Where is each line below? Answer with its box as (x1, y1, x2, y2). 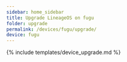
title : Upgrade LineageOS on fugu (6, 15, 95, 21)
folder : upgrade (6, 20, 48, 26)
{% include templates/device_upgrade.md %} (6, 48, 121, 56)
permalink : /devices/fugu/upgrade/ (6, 26, 97, 33)
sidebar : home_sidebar (6, 9, 64, 15)
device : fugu (6, 32, 40, 38)
